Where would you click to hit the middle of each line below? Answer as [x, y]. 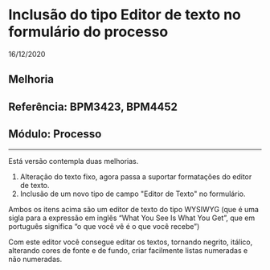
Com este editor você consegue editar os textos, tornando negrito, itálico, [131, 242]
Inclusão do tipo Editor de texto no [125, 15]
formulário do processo [88, 32]
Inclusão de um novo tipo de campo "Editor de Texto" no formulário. [133, 194]
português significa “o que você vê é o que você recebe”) [104, 226]
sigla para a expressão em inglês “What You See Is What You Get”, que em [132, 218]
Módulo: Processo [55, 134]
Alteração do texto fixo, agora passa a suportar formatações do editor [136, 176]
